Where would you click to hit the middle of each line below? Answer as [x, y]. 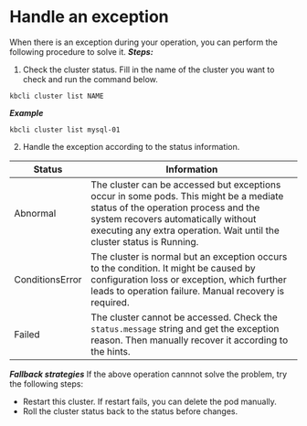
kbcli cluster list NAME [57, 96]
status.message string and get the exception [185, 328]
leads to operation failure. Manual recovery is [188, 291]
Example [26, 112]
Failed [27, 334]
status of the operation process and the [175, 208]
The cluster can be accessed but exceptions [186, 185]
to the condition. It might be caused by [173, 268]
